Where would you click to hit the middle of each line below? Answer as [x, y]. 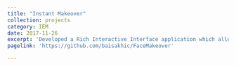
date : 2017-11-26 [33, 33]
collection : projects [39, 20]
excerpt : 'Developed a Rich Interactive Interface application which [111, 40]
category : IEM [28, 26]
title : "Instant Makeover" [47, 14]
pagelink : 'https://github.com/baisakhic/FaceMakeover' [91, 46]
